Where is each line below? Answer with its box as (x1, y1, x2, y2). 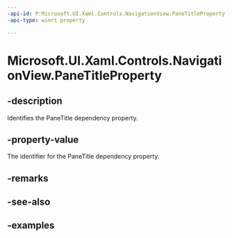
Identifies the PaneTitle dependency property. (7, 113, 139, 122)
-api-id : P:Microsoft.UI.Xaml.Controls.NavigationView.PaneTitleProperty (7, 10, 226, 17)
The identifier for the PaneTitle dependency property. (7, 152, 160, 161)
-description (7, 95, 63, 107)
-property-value (7, 134, 79, 145)
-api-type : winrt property (7, 17, 85, 24)
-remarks (7, 172, 49, 184)
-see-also (7, 196, 51, 208)
